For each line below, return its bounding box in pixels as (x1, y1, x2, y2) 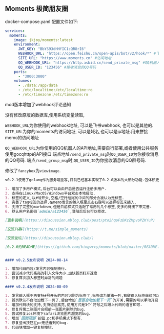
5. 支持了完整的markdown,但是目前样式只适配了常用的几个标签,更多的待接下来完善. (5, 205, 152, 210)
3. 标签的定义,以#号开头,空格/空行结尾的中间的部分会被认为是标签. (5, 195, 124, 200)
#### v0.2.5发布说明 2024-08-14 (5, 258, 68, 262)
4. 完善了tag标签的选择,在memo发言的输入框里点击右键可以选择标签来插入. (5, 200, 137, 205)
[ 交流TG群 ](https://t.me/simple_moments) (5, 227, 88, 232)
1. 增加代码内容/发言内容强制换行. (5, 266, 67, 271)
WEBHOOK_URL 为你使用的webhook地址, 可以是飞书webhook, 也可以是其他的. (5, 122, 154, 128)
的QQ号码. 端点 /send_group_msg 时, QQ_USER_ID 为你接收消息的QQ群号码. (5, 157, 146, 163)
